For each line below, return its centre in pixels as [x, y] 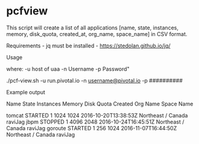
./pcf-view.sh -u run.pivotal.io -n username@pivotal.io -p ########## [94, 80]
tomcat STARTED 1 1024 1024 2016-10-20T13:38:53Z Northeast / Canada [97, 115]
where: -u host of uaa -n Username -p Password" [68, 69]
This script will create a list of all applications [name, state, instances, [93, 28]
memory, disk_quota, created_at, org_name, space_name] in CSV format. [97, 34]
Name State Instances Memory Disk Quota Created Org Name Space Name [100, 104]
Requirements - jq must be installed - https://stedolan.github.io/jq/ [88, 46]
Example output [26, 92]
